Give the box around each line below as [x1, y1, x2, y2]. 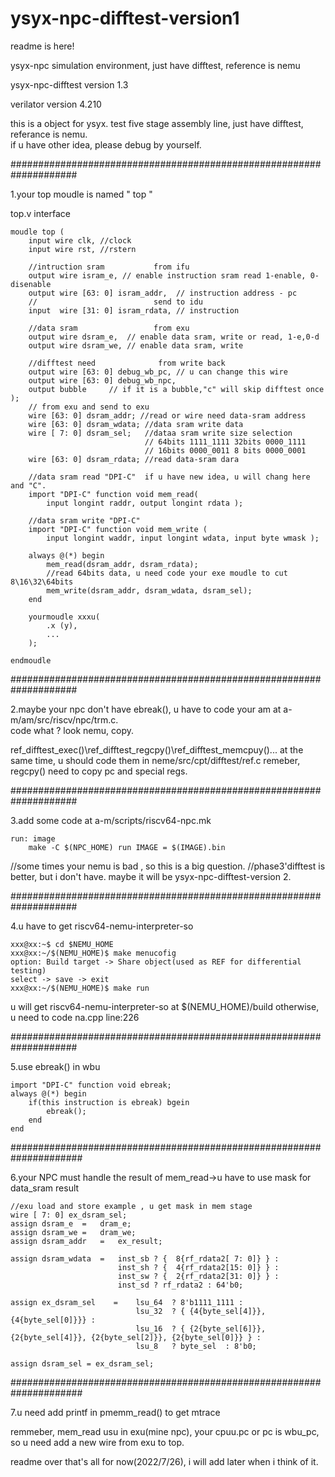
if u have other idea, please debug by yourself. [10, 138, 202, 151]
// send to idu [28, 297, 203, 307]
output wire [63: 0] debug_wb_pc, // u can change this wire [28, 367, 288, 377]
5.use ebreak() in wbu [10, 1060, 101, 1072]
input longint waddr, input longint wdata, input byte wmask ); [46, 533, 320, 543]
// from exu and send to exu [28, 402, 150, 412]
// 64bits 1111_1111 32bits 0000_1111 [144, 437, 307, 447]
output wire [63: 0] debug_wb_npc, [28, 375, 177, 386]
